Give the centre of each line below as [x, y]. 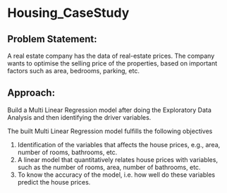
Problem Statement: [52, 39]
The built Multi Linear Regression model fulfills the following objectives [110, 131]
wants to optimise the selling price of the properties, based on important [112, 63]
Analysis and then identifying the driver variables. [79, 117]
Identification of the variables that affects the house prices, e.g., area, [119, 144]
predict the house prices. [54, 182]
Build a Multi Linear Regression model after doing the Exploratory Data [109, 110]
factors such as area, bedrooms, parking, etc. [73, 71]
